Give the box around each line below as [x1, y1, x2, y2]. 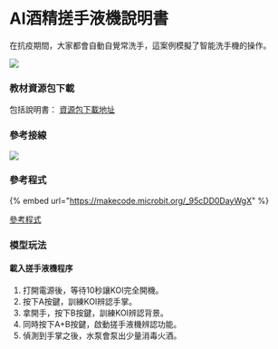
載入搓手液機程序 [9, 263, 73, 274]
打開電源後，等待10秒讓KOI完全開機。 [22, 285, 164, 296]
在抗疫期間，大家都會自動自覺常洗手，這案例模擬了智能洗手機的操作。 [9, 40, 272, 51]
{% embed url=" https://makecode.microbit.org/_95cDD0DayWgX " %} [9, 195, 270, 206]
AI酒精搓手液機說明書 [9, 8, 169, 29]
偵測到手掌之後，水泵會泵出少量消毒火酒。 [22, 330, 182, 341]
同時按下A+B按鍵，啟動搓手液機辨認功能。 [22, 318, 182, 329]
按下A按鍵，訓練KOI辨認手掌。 [22, 296, 138, 306]
